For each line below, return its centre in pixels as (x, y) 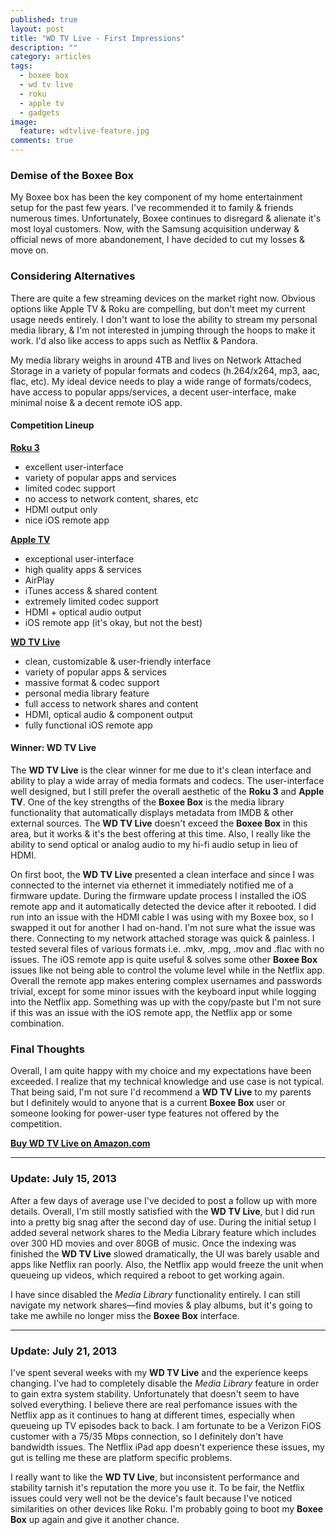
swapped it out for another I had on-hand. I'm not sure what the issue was (163, 927)
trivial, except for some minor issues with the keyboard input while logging (163, 991)
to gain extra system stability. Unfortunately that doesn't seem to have (155, 1393)
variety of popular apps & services (96, 672)
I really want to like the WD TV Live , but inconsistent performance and (155, 1477)
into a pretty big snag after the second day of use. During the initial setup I (163, 1222)
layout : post (37, 29)
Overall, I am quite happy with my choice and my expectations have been (161, 1071)
